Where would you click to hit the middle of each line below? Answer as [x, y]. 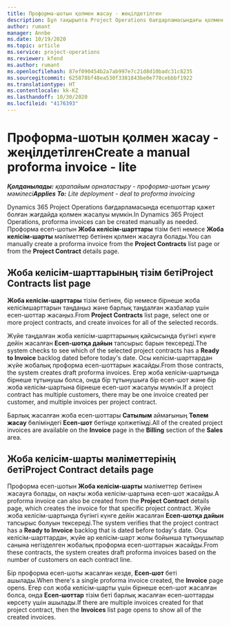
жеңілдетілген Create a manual [99, 152]
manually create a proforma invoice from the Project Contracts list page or [114, 243]
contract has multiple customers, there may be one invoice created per [108, 394]
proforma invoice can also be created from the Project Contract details [108, 501]
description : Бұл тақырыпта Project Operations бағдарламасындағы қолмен [115, 20]
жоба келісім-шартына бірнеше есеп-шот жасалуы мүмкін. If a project [110, 387]
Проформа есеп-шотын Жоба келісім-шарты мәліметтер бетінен [104, 486]
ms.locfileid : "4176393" [43, 104]
